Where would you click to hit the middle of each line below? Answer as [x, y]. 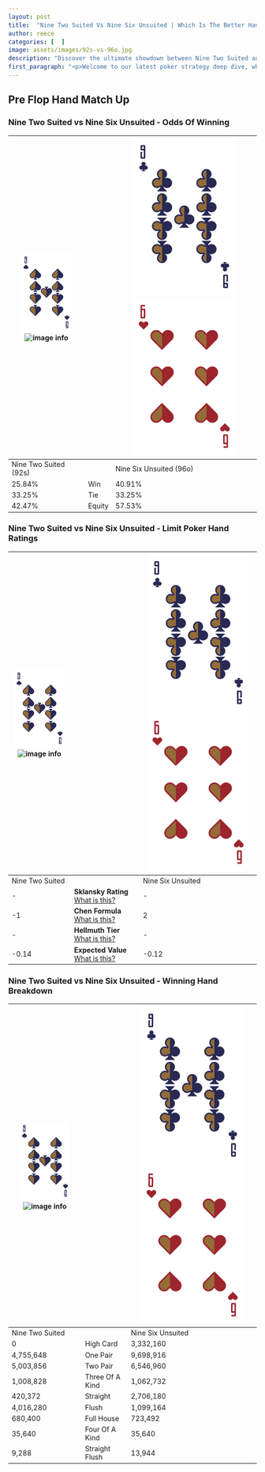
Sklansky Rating [101, 891]
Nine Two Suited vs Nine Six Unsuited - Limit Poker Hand [119, 529]
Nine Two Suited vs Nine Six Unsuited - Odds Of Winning [119, 123]
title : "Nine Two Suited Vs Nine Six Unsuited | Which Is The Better [127, 25]
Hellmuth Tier [97, 931]
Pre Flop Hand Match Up [69, 100]
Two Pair [99, 1366]
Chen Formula [98, 911]
